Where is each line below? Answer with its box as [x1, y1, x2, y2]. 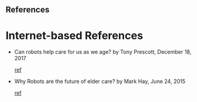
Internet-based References [5, 29, 143, 42]
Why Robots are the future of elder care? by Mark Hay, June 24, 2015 [14, 78, 186, 85]
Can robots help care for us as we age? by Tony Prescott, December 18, [14, 48, 192, 55]
